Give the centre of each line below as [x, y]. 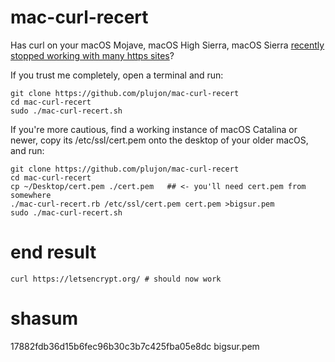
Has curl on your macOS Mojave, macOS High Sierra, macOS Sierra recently [167, 45]
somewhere [31, 195]
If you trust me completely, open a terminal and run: [117, 75]
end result [53, 252]
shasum [44, 318]
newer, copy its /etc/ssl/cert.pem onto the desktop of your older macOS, [159, 140]
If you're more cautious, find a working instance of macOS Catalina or [154, 129]
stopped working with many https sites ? [92, 55]
